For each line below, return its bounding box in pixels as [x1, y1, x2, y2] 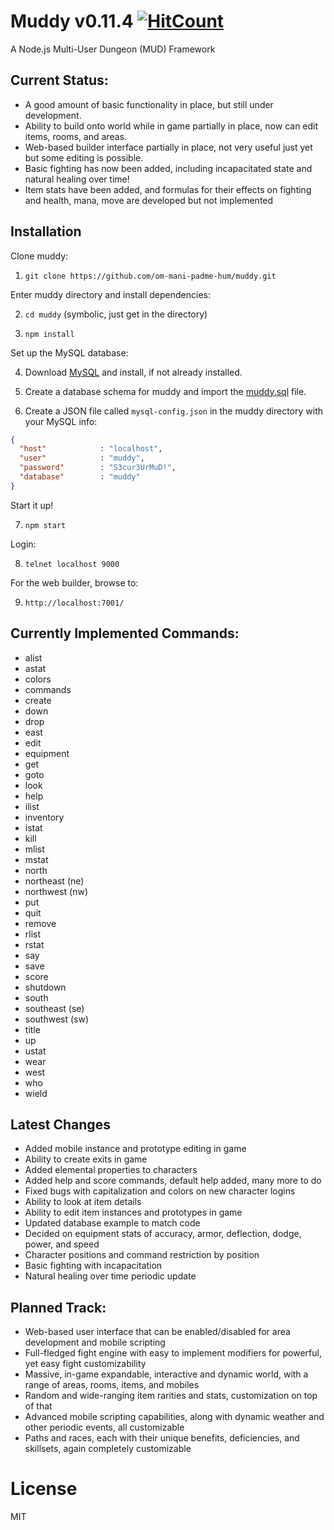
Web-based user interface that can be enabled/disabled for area [24, 1326, 291, 1338]
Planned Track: [10, 1299, 107, 1316]
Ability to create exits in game [24, 1153, 148, 1165]
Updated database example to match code [24, 1217, 201, 1229]
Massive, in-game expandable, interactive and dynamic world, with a [24, 1368, 309, 1380]
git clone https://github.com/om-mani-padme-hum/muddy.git [24, 271, 277, 281]
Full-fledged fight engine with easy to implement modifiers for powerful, [24, 1347, 322, 1359]
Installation [10, 223, 82, 240]
